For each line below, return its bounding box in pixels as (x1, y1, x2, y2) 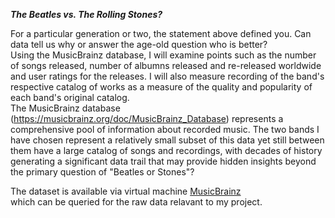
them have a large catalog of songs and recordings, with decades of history (10, 145, 323, 156)
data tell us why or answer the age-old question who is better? (10, 39, 268, 50)
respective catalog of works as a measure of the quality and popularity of (10, 81, 313, 93)
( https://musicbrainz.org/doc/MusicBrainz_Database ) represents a (10, 113, 284, 124)
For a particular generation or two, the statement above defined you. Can (10, 28, 312, 39)
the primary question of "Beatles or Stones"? (10, 166, 195, 178)
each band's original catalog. (10, 92, 130, 103)
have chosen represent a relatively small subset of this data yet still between (10, 134, 325, 146)
